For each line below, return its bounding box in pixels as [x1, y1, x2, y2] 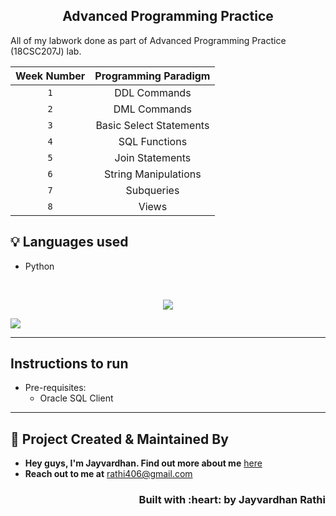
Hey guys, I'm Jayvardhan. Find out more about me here [24, 457, 263, 469]
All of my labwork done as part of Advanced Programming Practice [10, 34, 287, 46]
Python [24, 260, 55, 272]
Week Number [15, 69, 86, 83]
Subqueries [125, 183, 180, 197]
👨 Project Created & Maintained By [10, 430, 229, 448]
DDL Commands [114, 85, 192, 99]
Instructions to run [10, 355, 129, 373]
